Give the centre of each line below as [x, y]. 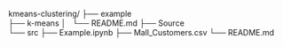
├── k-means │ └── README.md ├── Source [97, 23]
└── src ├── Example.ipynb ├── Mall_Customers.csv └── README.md [141, 32]
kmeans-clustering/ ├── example [70, 14]
